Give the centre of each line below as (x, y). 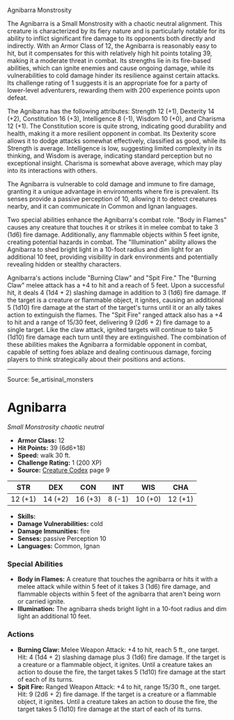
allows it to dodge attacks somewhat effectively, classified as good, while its (117, 141)
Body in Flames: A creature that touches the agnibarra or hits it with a (117, 579)
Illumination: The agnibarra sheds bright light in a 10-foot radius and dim (122, 609)
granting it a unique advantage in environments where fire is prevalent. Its (113, 192)
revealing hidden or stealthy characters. (64, 264)
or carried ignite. (41, 601)
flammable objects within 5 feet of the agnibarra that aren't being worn (119, 594)
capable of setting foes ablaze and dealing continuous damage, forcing (109, 352)
